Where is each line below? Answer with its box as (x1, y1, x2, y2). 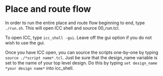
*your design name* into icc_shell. (5, 65, 74, 71)
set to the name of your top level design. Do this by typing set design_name (5, 60, 158, 66)
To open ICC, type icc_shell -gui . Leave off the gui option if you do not (5, 35, 152, 40)
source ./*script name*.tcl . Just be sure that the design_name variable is (5, 54, 158, 60)
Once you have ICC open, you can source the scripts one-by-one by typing (5, 49, 159, 55)
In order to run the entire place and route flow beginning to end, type (5, 20, 145, 26)
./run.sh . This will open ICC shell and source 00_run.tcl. (5, 25, 120, 31)
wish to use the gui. (5, 39, 45, 45)
